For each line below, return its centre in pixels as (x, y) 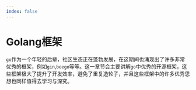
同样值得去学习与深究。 (44, 81)
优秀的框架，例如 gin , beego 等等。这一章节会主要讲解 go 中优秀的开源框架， (94, 66)
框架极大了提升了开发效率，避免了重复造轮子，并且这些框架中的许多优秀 (98, 74)
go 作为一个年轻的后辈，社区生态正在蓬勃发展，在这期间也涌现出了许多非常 (96, 59)
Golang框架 (34, 42)
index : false (22, 11)
